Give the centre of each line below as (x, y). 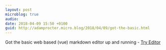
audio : (12, 19)
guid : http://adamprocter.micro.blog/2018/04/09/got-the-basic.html (78, 28)
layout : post (19, 10)
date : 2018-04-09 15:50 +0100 (37, 24)
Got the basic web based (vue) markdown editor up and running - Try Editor (83, 42)
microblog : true (22, 14)
